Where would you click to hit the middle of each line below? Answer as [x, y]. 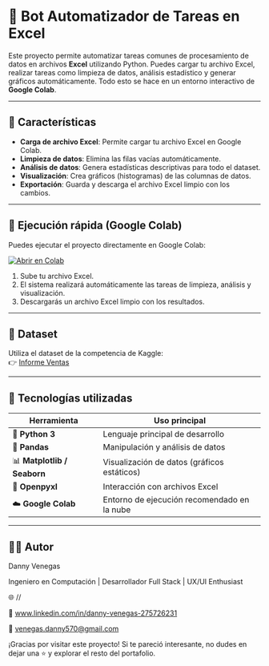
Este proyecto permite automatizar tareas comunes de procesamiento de [129, 55]
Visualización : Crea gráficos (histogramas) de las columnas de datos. [135, 176]
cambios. [35, 192]
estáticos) [122, 472]
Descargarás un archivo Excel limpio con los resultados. [112, 301]
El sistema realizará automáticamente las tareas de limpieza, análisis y [135, 285]
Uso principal [180, 421]
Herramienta [54, 421]
